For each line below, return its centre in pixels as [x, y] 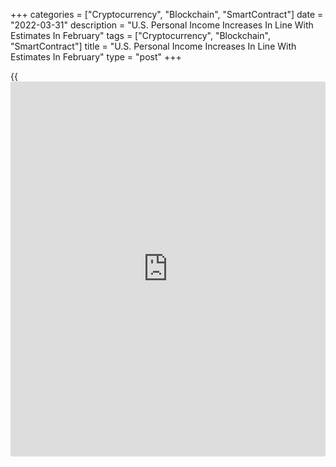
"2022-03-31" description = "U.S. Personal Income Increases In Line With [162, 25]
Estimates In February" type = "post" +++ [96, 57]
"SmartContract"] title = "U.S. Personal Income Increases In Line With [153, 46]
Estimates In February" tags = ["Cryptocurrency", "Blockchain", [140, 35]
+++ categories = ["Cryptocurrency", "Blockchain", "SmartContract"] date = [167, 14]
